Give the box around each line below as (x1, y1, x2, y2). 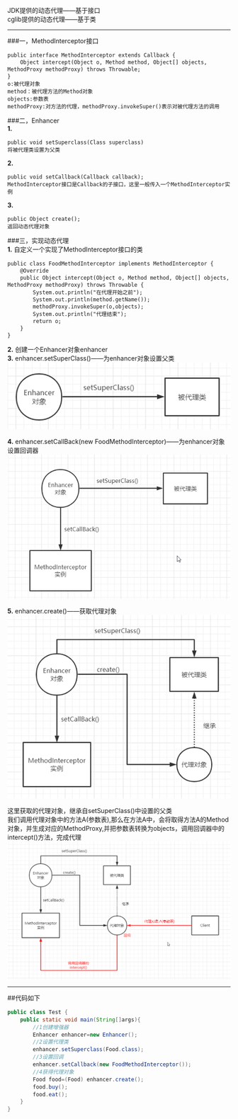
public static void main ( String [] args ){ (20, 1016, 141, 1023)
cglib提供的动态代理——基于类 (7, 15, 96, 23)
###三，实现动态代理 (7, 237, 69, 244)
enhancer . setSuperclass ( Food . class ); (33, 1046, 144, 1053)
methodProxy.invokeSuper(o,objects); (33, 303, 144, 310)
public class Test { (7, 1009, 69, 1016)
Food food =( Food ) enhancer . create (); (33, 1076, 144, 1083)
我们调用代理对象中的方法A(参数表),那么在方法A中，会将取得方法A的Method (7, 815, 229, 824)
